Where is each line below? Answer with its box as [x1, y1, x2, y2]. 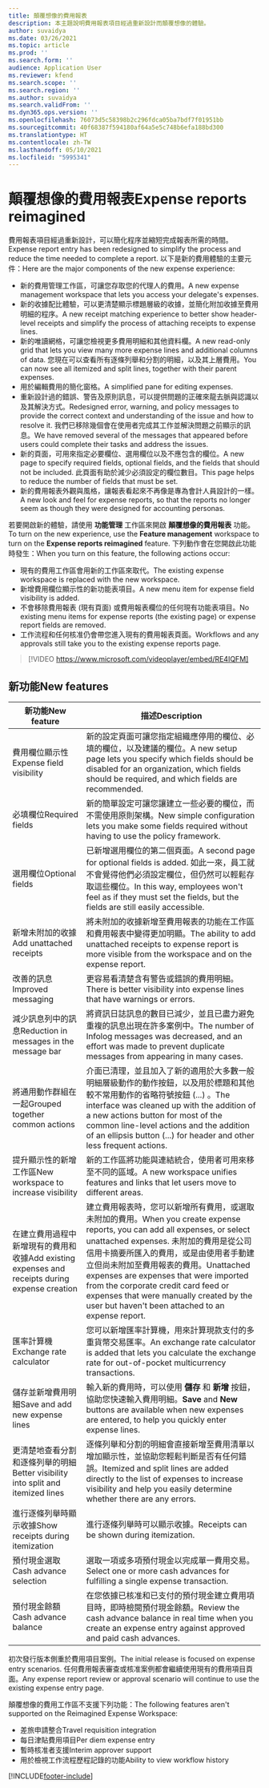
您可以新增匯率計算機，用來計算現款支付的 [86, 1325, 247, 1335]
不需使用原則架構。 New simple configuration [86, 810, 255, 821]
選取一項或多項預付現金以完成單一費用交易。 [86, 1555, 255, 1566]
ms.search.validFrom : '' [8, 101, 91, 109]
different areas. [86, 1187, 144, 1198]
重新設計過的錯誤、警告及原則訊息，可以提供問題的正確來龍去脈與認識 [19, 392, 252, 401]
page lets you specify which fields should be [86, 754, 254, 764]
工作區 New [12, 1166, 54, 1178]
